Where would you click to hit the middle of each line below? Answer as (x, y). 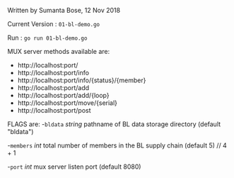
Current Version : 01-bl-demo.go (54, 24)
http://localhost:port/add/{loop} (63, 95)
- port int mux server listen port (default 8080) (74, 167)
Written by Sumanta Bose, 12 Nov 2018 (64, 10)
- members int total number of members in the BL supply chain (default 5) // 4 (117, 145)
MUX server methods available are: (59, 51)
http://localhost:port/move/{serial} (68, 103)
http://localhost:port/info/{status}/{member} (82, 80)
